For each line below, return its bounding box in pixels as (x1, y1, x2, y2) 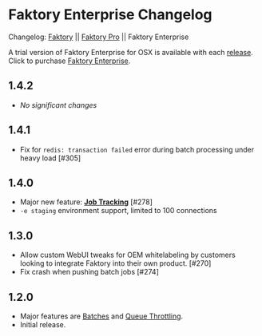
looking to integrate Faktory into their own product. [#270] (19, 259, 212, 268)
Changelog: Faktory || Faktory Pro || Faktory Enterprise (8, 32, 189, 42)
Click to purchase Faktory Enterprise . (8, 56, 131, 65)
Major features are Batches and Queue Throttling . (19, 311, 184, 321)
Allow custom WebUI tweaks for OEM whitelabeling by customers (19, 250, 236, 260)
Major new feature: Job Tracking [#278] (19, 197, 153, 207)
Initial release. (19, 320, 66, 329)
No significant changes (19, 100, 97, 109)
